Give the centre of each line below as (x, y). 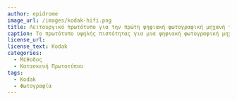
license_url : (26, 40)
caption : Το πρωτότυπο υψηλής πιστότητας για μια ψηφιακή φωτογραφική (113, 33)
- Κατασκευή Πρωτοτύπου (48, 66)
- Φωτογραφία (33, 86)
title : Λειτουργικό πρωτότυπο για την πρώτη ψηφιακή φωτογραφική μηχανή (116, 27)
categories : (25, 54)
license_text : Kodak (38, 46)
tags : (15, 73)
